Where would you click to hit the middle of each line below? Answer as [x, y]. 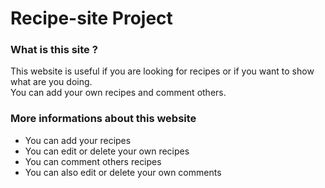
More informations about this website [103, 119]
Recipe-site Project [91, 18]
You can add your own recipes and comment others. [118, 93]
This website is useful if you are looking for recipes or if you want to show [162, 71]
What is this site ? [54, 50]
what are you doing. [51, 82]
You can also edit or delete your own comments [123, 172]
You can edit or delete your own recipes [107, 151]
